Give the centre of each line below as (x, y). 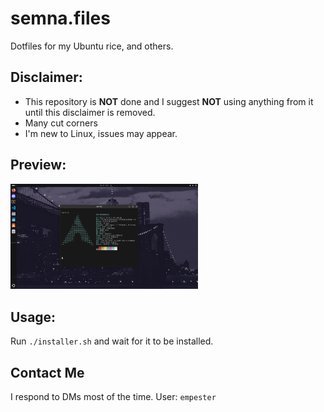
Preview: (38, 165)
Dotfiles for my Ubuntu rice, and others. (92, 46)
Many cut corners (61, 123)
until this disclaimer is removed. (90, 112)
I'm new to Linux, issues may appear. (101, 133)
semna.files (60, 18)
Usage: (33, 317)
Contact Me (47, 372)
